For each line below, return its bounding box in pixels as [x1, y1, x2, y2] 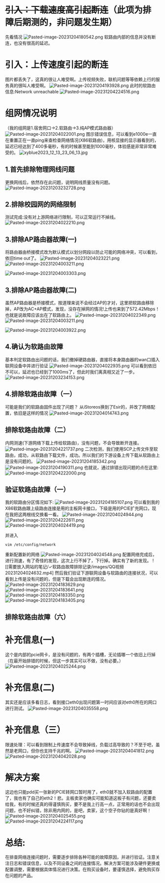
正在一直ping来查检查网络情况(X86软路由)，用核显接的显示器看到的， [18, 137, 159, 143]
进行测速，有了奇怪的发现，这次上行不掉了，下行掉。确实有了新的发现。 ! [5, 558, 154, 563]
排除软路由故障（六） [5, 613, 70, 621]
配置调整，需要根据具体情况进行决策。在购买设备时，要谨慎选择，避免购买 [5, 866, 156, 873]
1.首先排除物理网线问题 [5, 165, 75, 174]
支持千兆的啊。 [43, 748, 74, 754]
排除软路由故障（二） [5, 426, 70, 434]
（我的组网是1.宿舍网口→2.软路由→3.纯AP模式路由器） [5, 125, 116, 131]
